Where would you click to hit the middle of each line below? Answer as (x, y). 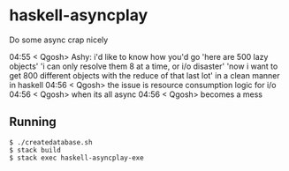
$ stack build (35, 150)
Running (33, 122)
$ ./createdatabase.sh (51, 142)
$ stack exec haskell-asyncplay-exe (76, 158)
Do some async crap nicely (59, 40)
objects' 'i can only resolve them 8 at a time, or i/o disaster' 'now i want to (144, 66)
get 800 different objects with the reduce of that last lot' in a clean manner (144, 75)
